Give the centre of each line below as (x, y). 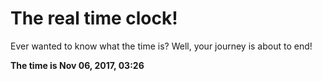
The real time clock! (94, 18)
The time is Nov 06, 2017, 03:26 (77, 65)
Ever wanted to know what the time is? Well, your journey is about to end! (161, 46)
